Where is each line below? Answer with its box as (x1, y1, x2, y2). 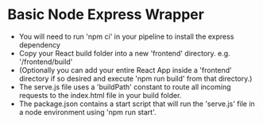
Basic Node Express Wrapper (7, 6, 204, 24)
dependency (18, 40, 61, 49)
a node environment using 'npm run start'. (18, 107, 157, 116)
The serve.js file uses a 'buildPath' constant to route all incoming (18, 81, 231, 92)
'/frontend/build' (18, 57, 73, 66)
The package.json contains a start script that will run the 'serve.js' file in (18, 99, 255, 108)
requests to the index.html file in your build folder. (18, 90, 182, 100)
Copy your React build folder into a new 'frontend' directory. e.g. (18, 48, 231, 58)
